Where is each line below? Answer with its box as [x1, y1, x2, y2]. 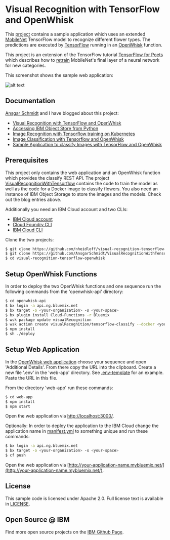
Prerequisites [5, 156, 49, 165]
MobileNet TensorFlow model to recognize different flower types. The [5, 36, 151, 43]
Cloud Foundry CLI [12, 221, 52, 227]
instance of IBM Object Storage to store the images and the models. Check [5, 191, 161, 197]
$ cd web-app [5, 394, 33, 399]
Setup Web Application [5, 345, 80, 354]
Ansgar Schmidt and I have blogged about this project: [5, 110, 119, 116]
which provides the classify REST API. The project [5, 175, 110, 181]
